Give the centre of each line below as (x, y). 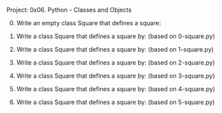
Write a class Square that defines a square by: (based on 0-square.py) (115, 36)
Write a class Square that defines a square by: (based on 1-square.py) (115, 49)
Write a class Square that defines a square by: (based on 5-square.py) (115, 102)
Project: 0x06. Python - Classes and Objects (69, 10)
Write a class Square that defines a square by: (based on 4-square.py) (115, 89)
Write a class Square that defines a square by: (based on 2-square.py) (115, 63)
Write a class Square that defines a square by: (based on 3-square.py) (115, 76)
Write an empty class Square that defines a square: (89, 23)
